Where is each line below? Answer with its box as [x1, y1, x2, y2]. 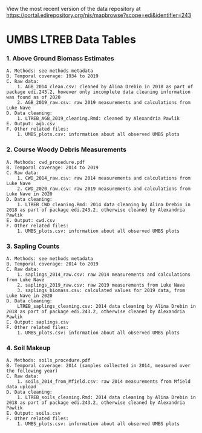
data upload [6, 384, 36, 390]
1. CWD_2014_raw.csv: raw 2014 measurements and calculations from [17, 175, 191, 181]
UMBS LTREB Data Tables [6, 33, 136, 47]
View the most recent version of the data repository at [6, 5, 141, 12]
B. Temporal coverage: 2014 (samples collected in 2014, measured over [6, 363, 191, 369]
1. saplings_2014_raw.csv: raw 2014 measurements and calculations [17, 272, 191, 278]
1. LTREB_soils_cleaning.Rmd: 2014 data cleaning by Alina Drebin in [17, 394, 197, 401]
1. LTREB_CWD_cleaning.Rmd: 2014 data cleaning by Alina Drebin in [17, 201, 191, 207]
